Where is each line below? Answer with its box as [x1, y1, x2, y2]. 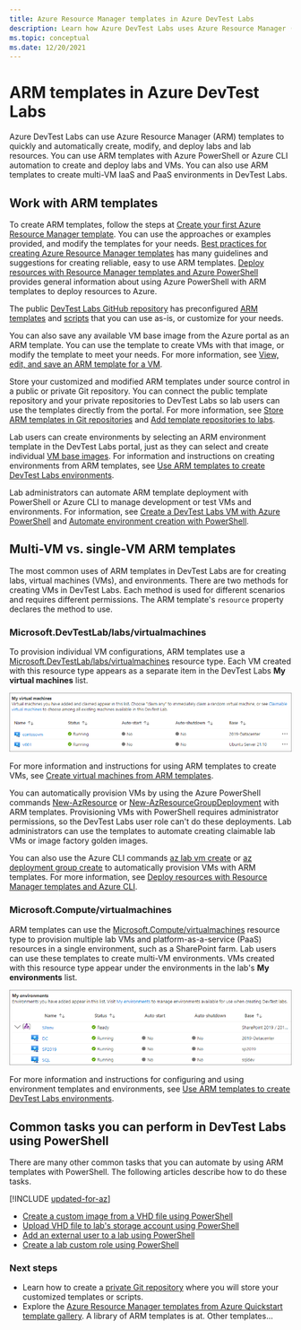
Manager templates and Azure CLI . [9, 882, 138, 892]
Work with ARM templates [9, 196, 159, 211]
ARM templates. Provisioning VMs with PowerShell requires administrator [9, 807, 279, 818]
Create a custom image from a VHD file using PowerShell [21, 1211, 233, 1221]
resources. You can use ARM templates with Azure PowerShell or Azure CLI [9, 151, 288, 161]
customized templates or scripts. [21, 1291, 144, 1302]
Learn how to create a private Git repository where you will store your [21, 1282, 279, 1293]
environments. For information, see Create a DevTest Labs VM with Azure [9, 507, 280, 517]
